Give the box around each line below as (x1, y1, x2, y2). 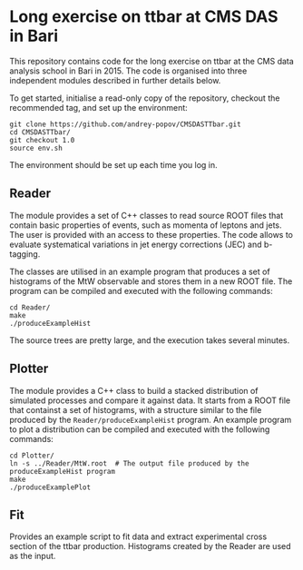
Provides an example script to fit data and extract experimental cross (9, 531, 268, 542)
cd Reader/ (9, 302, 51, 312)
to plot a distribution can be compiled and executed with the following (9, 424, 270, 435)
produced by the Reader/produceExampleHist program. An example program (9, 414, 292, 425)
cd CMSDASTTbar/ (9, 127, 71, 137)
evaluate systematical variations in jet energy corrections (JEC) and (9, 239, 262, 250)
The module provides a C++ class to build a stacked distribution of (9, 385, 259, 396)
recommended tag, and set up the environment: (9, 102, 188, 113)
